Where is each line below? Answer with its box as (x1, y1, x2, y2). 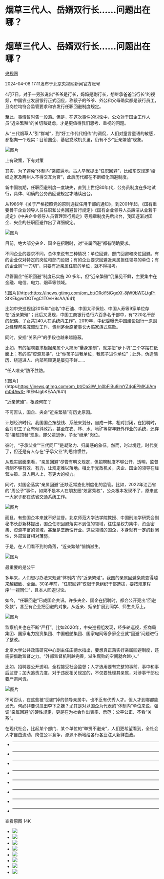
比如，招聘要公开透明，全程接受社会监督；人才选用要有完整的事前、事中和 (5, 664, 155, 670)
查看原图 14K (5, 818, 31, 824)
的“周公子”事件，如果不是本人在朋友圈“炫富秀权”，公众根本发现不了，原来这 (5, 488, 158, 493)
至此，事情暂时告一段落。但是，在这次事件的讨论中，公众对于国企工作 (5, 114, 146, 120)
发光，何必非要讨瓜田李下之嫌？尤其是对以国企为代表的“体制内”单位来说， (5, 703, 155, 709)
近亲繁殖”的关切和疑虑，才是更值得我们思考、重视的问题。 (11, 120, 129, 126)
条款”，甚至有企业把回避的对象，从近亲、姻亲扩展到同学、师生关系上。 (5, 604, 148, 610)
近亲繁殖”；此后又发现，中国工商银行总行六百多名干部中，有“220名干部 (11, 312, 156, 318)
